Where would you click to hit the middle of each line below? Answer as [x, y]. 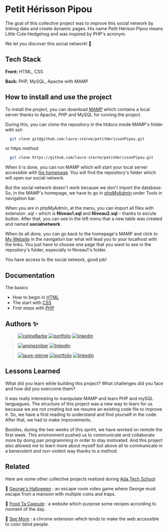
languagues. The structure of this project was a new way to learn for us [79, 404]
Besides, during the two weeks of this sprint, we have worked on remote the [84, 429]
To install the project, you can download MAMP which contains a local [78, 109]
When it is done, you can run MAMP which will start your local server [76, 167]
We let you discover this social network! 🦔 [48, 43]
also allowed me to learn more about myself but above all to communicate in [84, 446]
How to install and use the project [58, 97]
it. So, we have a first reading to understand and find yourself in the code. [81, 414]
